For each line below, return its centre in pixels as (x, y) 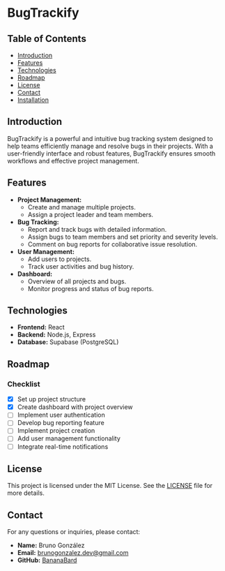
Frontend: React (41, 327)
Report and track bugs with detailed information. (97, 229)
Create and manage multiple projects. (82, 207)
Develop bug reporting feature (61, 423)
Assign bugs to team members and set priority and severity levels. (123, 237)
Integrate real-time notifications (63, 446)
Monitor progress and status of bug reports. (91, 288)
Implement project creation (56, 431)
